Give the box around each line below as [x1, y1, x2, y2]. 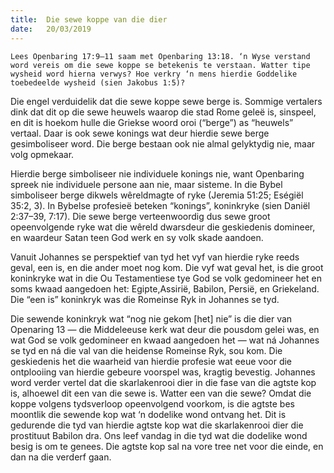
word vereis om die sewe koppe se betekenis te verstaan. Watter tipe [10, 60, 311, 70]
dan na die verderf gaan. [10, 451, 112, 463]
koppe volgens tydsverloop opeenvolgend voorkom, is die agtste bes [10, 397, 295, 410]
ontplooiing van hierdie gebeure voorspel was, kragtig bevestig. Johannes [10, 366, 316, 378]
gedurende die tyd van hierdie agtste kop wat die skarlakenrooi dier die [10, 419, 304, 431]
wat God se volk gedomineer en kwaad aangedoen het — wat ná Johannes [10, 334, 320, 346]
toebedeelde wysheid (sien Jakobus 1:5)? [10, 77, 186, 88]
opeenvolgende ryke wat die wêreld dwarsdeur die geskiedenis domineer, [10, 221, 316, 233]
